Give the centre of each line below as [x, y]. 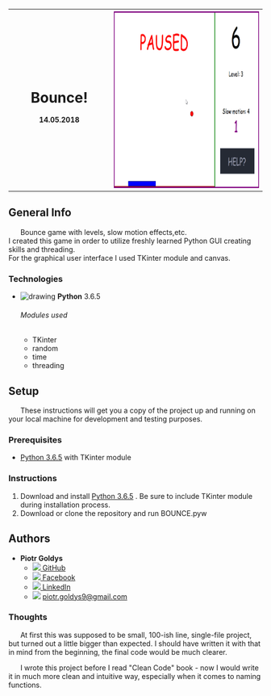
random [45, 349]
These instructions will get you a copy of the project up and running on [138, 411]
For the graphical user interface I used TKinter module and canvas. [120, 258]
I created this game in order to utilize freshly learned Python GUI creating [130, 241]
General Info [40, 213]
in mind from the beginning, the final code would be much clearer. [118, 652]
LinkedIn [56, 587]
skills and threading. [42, 249]
